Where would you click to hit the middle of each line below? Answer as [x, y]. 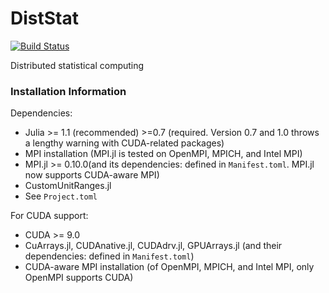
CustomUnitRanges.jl [68, 186]
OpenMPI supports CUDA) [79, 278]
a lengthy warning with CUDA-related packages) [124, 143]
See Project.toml [61, 196]
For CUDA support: [49, 216]
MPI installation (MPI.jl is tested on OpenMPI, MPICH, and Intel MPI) [163, 154]
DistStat [44, 18]
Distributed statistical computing [77, 65]
